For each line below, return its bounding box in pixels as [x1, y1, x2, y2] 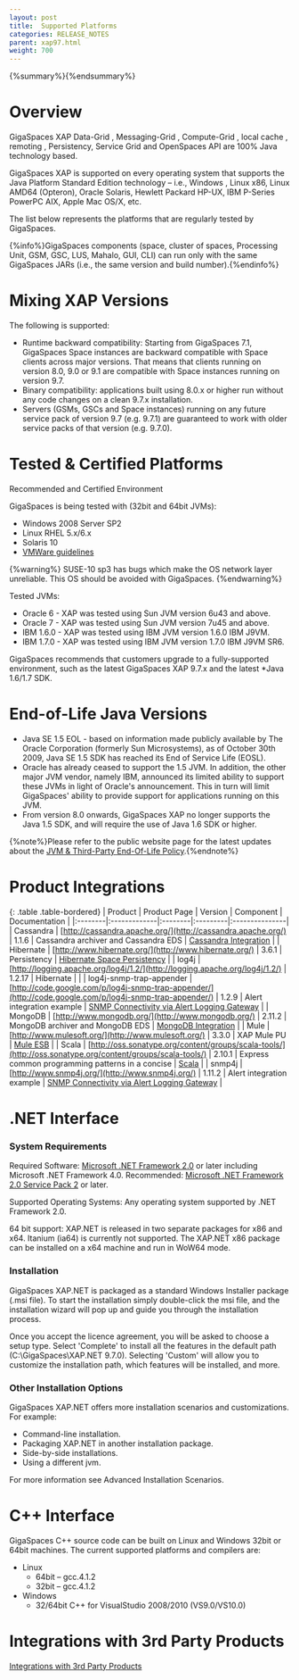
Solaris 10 [21, 536, 59, 547]
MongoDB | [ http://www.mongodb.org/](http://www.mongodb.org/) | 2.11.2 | [9, 1010, 287, 1021]
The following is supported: [9, 320, 109, 330]
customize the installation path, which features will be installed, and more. [9, 1359, 280, 1370]
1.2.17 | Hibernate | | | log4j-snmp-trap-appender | [9, 972, 193, 983]
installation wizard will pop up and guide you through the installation [9, 1304, 259, 1315]
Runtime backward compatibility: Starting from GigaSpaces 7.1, [21, 337, 253, 348]
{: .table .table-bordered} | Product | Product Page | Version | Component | [9, 906, 283, 917]
